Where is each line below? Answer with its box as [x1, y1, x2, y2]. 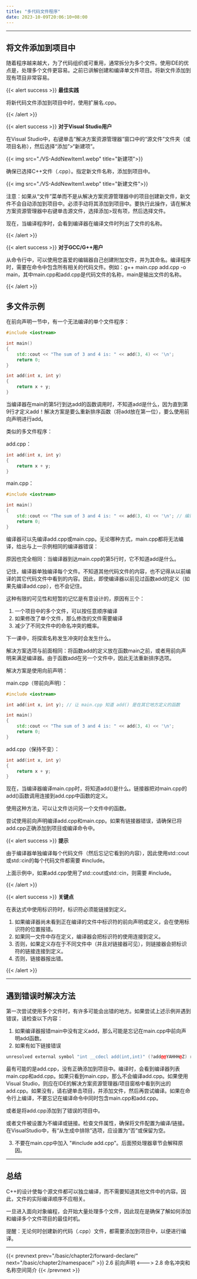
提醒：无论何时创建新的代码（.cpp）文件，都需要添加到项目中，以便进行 [6, 1227, 182, 1234]
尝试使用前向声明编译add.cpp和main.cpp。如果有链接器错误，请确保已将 [6, 818, 182, 825]
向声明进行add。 [6, 415, 47, 422]
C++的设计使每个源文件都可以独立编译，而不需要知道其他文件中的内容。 [6, 1188, 181, 1195]
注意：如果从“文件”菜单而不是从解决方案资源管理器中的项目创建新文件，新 [6, 193, 186, 200]
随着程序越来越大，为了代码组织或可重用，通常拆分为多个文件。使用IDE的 [6, 59, 184, 66]
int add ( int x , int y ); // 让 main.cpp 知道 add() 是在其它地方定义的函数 [6, 702, 181, 708]
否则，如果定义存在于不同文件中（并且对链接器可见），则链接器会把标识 [14, 940, 187, 947]
